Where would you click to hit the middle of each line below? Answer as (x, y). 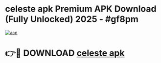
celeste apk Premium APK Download (81, 9)
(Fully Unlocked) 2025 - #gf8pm (72, 19)
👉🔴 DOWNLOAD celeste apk (65, 53)
